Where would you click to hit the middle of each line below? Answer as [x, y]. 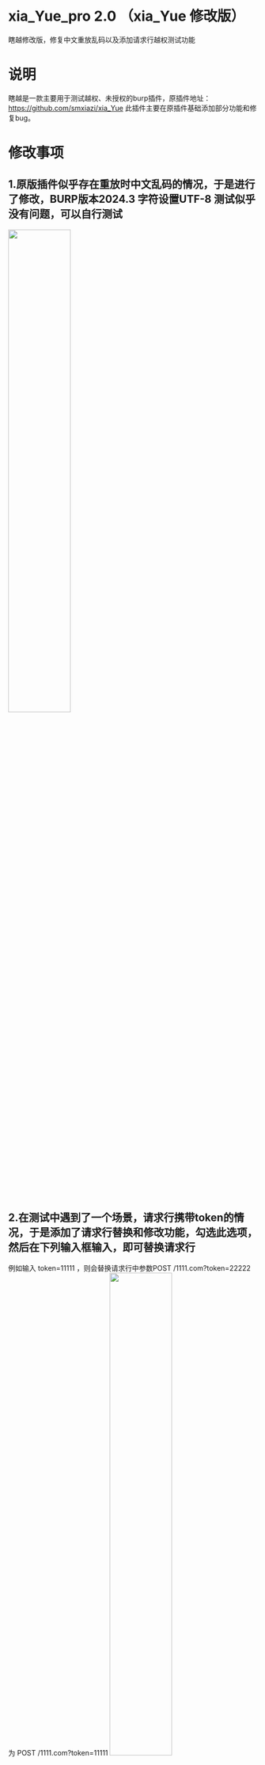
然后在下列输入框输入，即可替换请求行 [102, 1247]
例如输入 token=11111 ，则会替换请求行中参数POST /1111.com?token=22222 [130, 1268]
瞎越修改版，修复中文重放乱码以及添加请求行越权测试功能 [102, 40]
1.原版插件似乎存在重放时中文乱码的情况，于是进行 [132, 184]
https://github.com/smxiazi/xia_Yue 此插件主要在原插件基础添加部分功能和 [129, 108]
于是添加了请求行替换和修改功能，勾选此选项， [143, 1233]
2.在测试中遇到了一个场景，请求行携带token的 [121, 1218]
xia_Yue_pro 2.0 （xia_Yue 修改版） [127, 16]
